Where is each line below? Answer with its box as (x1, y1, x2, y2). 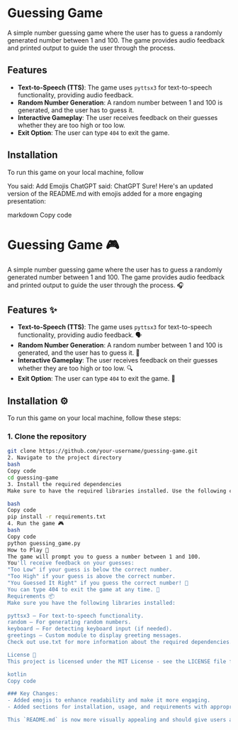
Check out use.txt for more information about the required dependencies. (7, 638, 233, 646)
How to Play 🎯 (7, 546, 50, 554)
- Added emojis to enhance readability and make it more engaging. (7, 697, 211, 704)
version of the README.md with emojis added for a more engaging (7, 189, 203, 198)
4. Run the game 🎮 (7, 520, 64, 527)
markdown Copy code (7, 210, 72, 219)
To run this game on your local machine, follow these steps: (7, 414, 181, 422)
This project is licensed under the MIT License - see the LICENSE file (7, 657, 227, 665)
